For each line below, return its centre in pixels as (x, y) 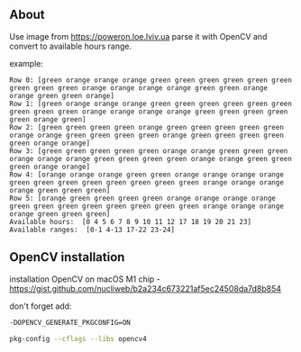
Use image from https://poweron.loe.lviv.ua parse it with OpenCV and (138, 36)
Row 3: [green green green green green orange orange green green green (149, 151)
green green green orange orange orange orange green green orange (139, 88)
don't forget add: (41, 306)
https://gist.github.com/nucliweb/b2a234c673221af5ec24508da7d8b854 (146, 288)
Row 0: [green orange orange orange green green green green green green (151, 80)
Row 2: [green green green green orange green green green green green (146, 127)
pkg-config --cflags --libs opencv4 (78, 338)
